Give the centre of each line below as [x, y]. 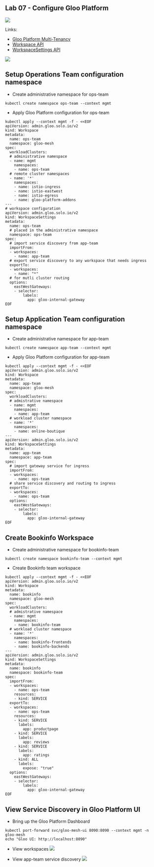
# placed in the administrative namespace [54, 230]
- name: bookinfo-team [37, 625]
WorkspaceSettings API [36, 50]
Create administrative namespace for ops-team [60, 94]
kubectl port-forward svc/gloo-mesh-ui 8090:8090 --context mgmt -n [77, 831]
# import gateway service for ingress [50, 466]
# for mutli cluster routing [39, 278]
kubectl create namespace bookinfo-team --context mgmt [64, 559]
